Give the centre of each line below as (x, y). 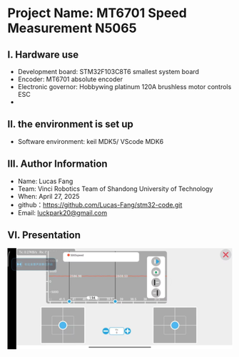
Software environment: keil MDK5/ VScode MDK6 (91, 141)
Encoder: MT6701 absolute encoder (70, 79)
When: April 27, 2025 (49, 196)
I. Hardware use (43, 55)
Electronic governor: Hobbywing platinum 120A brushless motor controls (124, 87)
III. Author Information (58, 164)
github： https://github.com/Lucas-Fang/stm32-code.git (100, 205)
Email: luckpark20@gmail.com (62, 212)
